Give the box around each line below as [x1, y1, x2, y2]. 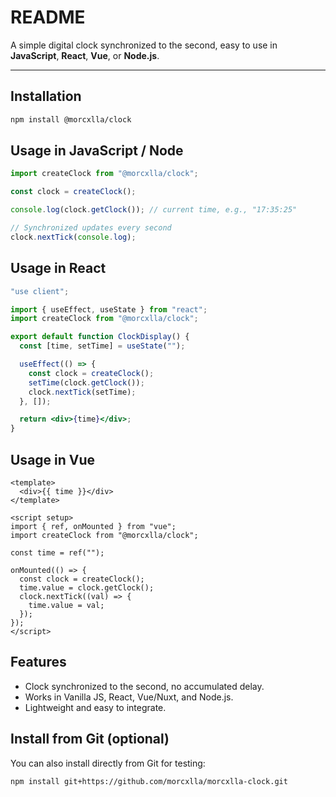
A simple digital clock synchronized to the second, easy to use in [10, 39, 278, 51]
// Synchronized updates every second [10, 223, 172, 233]
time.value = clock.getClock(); [19, 582, 155, 593]
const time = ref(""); [10, 547, 105, 558]
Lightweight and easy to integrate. [24, 701, 167, 713]
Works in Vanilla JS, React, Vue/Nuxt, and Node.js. [24, 691, 234, 703]
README [10, 6, 86, 29]
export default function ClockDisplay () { [10, 332, 190, 342]
